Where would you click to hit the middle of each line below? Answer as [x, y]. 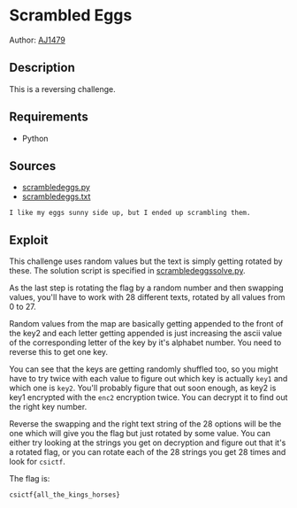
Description [42, 68]
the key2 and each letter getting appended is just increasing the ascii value [146, 334]
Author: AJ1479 [38, 40]
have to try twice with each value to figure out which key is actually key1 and [148, 379]
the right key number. [48, 407]
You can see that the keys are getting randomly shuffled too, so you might [144, 369]
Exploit [29, 240]
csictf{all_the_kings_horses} [65, 495]
